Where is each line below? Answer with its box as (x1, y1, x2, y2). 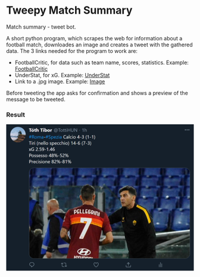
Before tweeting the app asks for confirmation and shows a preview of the (6, 89, 189, 96)
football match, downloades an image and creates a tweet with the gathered (6, 41, 193, 48)
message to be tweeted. (6, 96, 65, 103)
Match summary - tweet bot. (6, 23, 76, 30)
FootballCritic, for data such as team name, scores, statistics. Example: (14, 59, 189, 66)
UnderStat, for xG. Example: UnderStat (14, 71, 110, 78)
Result (6, 111, 26, 119)
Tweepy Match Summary (6, 4, 133, 17)
